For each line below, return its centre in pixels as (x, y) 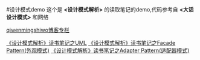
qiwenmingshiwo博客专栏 (38, 30)
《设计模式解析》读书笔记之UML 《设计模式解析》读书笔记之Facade (91, 43)
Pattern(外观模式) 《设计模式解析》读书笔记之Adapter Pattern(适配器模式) (98, 50)
